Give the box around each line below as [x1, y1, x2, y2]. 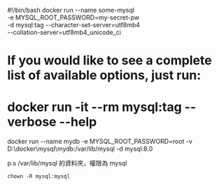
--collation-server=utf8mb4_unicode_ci [7, 28, 121, 36]
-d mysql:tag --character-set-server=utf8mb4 [7, 21, 141, 29]
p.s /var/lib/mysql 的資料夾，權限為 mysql [7, 159, 127, 167]
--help [59, 114, 97, 130]
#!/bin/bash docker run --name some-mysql [7, 6, 135, 14]
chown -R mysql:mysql [7, 173, 71, 180]
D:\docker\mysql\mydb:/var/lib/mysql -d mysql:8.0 [7, 144, 153, 153]
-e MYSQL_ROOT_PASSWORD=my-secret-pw [7, 13, 140, 22]
